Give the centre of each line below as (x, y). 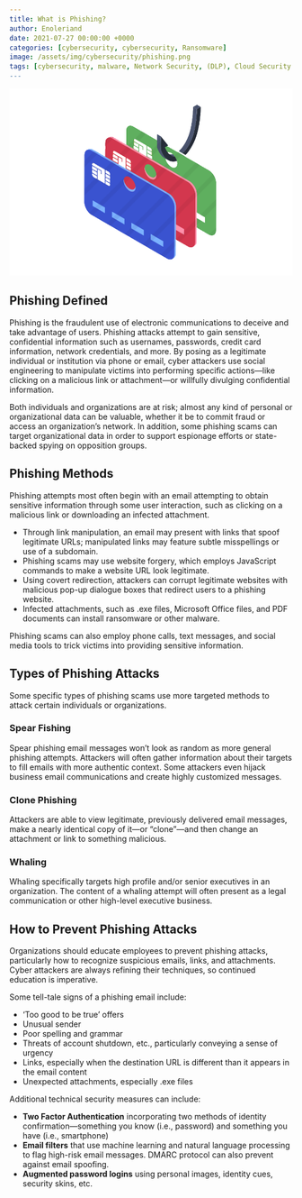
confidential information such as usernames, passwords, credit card (135, 342)
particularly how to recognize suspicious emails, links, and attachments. (142, 961)
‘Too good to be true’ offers (73, 1015)
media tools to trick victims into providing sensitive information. (127, 645)
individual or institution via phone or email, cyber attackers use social (138, 361)
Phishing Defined (58, 301)
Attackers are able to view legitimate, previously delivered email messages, (148, 819)
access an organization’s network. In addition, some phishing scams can (143, 426)
